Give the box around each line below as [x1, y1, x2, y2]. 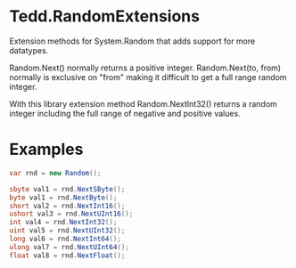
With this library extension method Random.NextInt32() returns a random [9, 98, 278, 109]
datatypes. [9, 45, 49, 55]
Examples [9, 140, 84, 159]
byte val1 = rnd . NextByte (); [9, 193, 118, 202]
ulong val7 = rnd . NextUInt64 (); [9, 242, 129, 251]
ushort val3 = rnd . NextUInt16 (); [9, 209, 134, 219]
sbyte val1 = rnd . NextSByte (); [9, 184, 126, 193]
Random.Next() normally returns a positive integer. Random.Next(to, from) [9, 62, 282, 73]
